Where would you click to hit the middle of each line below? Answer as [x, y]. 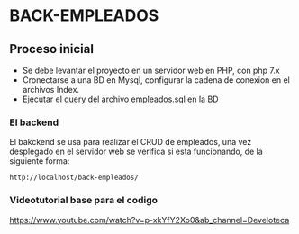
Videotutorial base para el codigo [84, 201]
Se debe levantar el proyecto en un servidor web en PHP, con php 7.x [151, 70]
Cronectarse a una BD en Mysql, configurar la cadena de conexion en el [156, 80]
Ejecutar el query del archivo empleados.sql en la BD [120, 99]
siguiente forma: [40, 161]
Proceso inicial [52, 49]
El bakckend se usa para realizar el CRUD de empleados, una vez [131, 142]
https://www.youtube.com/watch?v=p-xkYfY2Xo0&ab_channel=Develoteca [149, 220]
